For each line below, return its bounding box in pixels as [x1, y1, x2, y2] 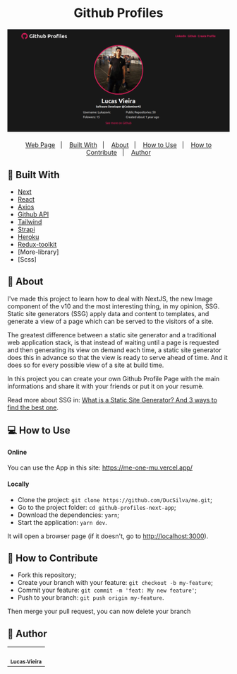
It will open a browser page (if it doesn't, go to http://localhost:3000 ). [7, 532, 209, 540]
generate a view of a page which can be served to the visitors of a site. [7, 317, 214, 325]
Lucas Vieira [10, 658, 42, 666]
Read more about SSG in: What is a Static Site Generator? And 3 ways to [7, 395, 217, 404]
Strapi [17, 225, 35, 234]
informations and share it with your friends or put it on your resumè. [7, 382, 205, 390]
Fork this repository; [17, 571, 76, 579]
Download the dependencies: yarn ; [17, 511, 120, 519]
